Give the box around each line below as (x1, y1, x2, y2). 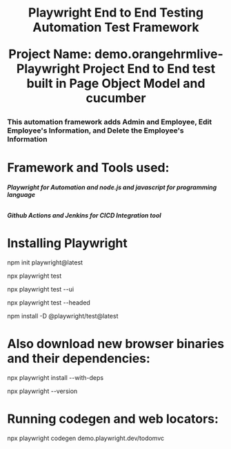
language (7, 190, 36, 198)
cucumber (86, 90, 146, 106)
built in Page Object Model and (26, 76, 205, 91)
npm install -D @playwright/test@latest (7, 312, 119, 320)
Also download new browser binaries (7, 336, 225, 352)
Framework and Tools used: (7, 160, 170, 175)
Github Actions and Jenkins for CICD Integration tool (7, 211, 162, 219)
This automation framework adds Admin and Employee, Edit (7, 117, 212, 127)
